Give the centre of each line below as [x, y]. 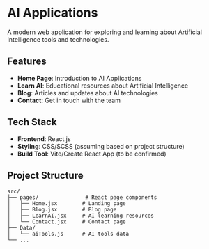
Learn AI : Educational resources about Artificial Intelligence [103, 86]
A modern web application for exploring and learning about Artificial [104, 32]
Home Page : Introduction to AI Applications [79, 78]
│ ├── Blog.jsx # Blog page [62, 210]
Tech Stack [32, 122]
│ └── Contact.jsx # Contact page [67, 222]
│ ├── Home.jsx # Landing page [67, 204]
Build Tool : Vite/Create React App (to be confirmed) [92, 154]
